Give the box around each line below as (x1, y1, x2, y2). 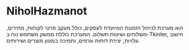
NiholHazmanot (6, 4, 87, 18)
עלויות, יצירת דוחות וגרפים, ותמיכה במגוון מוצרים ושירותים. (6, 37, 141, 44)
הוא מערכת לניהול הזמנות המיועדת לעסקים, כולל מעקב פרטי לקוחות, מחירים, (6, 24, 183, 31)
